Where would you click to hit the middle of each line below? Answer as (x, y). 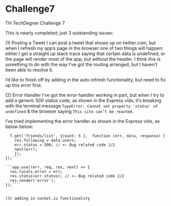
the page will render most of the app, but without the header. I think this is (83, 59)
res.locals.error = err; (36, 171)
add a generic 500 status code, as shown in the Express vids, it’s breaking (83, 100)
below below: (19, 126)
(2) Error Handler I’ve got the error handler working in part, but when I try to (85, 95)
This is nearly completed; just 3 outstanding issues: (59, 33)
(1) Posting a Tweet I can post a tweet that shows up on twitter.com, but (81, 43)
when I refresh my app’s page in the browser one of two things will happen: (84, 48)
